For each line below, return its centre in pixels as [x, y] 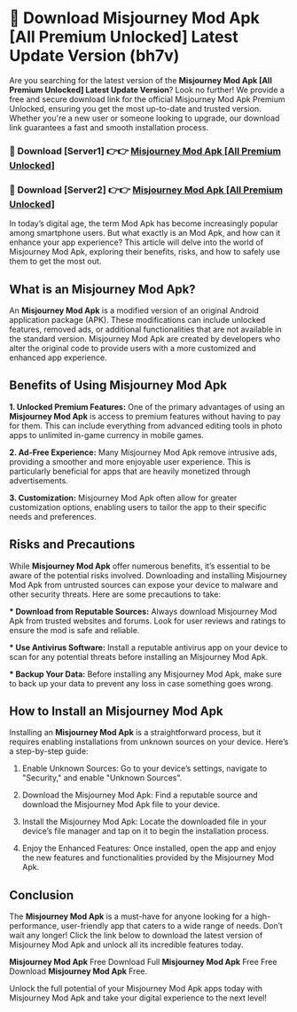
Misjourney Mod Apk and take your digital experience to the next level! [138, 998]
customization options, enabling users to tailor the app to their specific [138, 507]
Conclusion [42, 895]
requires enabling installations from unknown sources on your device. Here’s [149, 742]
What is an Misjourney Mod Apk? [103, 289]
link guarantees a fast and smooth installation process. [109, 127]
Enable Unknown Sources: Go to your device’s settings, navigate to [145, 769]
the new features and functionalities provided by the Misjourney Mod [148, 858]
